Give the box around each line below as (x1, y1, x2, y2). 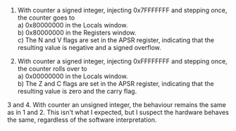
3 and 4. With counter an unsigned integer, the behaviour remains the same (7, 101, 227, 108)
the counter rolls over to (17, 65, 87, 73)
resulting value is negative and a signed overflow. (17, 44, 162, 51)
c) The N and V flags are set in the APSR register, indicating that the (17, 36, 215, 44)
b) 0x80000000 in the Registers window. (17, 28, 137, 37)
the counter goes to (17, 13, 75, 22)
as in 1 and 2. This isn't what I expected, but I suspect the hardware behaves (7, 108, 229, 116)
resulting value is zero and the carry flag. (17, 87, 137, 95)
